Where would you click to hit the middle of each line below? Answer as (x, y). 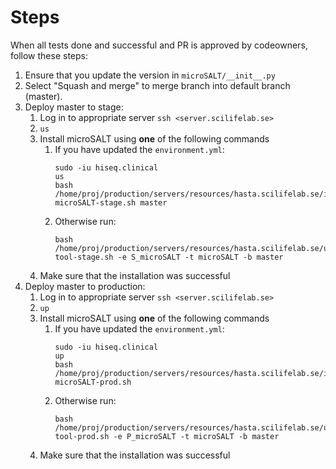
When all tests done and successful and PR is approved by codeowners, (159, 45)
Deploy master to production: (85, 286)
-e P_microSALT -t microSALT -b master (196, 436)
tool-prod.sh (82, 436)
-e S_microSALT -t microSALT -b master (200, 257)
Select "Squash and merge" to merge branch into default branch (157, 85)
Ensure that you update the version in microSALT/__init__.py (150, 75)
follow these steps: (49, 55)
